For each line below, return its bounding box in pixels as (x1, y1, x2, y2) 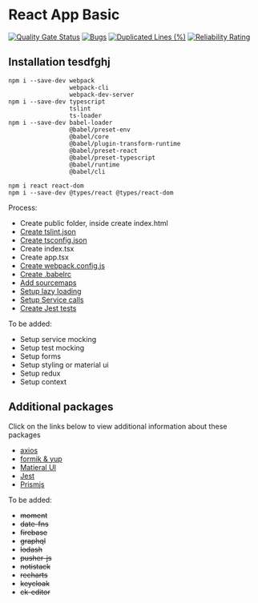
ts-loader (69, 111, 103, 119)
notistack (19, 561, 51, 571)
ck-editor (19, 587, 50, 597)
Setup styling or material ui (19, 360, 110, 369)
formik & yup (19, 454, 62, 464)
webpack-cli (69, 83, 110, 91)
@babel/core (69, 132, 110, 141)
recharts (19, 570, 48, 580)
